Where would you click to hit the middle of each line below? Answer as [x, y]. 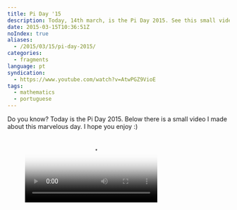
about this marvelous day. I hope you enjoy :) [73, 126]
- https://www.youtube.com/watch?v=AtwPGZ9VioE [85, 79]
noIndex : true [28, 33]
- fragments [31, 60]
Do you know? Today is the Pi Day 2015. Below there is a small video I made [117, 119]
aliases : [20, 40]
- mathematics [34, 92]
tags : [15, 86]
